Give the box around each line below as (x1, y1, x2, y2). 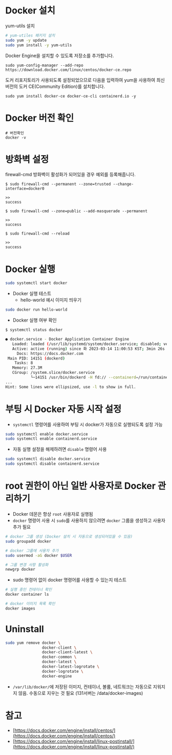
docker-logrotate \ (41, 669, 83, 674)
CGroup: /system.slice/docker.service (12, 370, 95, 375)
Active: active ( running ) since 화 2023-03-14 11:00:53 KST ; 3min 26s (12, 346, 165, 351)
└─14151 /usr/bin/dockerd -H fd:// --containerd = (30, 375, 139, 380)
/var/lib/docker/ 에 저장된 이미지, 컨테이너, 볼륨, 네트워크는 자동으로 (12, 684, 152, 690)
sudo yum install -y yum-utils (5, 42, 72, 48)
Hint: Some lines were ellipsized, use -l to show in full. (5, 384, 137, 389)
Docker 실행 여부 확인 (12, 317, 57, 324)
